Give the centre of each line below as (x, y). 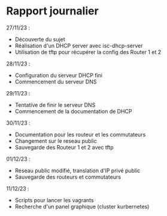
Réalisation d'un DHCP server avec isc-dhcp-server (79, 46)
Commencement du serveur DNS (56, 82)
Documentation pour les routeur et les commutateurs (80, 134)
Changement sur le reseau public (56, 141)
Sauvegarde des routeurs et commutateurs (68, 177)
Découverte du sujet (40, 39)
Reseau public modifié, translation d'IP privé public (78, 170)
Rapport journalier (52, 11)
